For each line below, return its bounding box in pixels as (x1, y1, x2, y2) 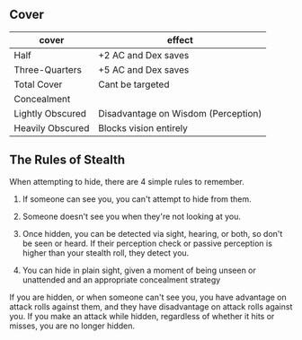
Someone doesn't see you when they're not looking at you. (22, 211, 241, 222)
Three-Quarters (13, 63, 83, 75)
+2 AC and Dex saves (98, 48, 190, 61)
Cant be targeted (98, 78, 170, 91)
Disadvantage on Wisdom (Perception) (98, 107, 262, 119)
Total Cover (13, 78, 63, 91)
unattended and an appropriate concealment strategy (22, 274, 221, 285)
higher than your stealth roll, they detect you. (22, 247, 190, 258)
